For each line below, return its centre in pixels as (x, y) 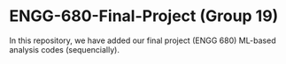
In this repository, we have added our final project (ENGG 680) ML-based (143, 40)
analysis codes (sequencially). (64, 49)
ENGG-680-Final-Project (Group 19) (144, 16)
